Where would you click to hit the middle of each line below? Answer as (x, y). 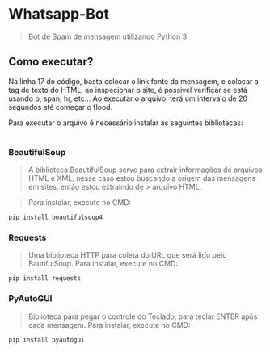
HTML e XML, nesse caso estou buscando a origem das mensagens (142, 178)
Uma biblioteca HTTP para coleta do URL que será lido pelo (127, 255)
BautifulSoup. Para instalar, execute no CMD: (103, 264)
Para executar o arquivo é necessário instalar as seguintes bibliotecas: (126, 123)
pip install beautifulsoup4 (56, 218)
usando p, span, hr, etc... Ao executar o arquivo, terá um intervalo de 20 (128, 98)
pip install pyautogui (46, 340)
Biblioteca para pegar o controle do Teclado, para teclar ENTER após (143, 316)
